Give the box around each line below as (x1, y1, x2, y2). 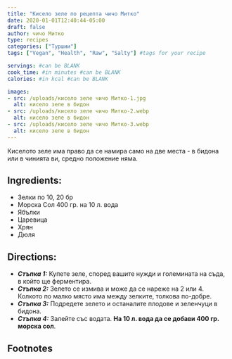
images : (7, 88, 30, 95)
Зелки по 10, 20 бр (17, 193, 74, 201)
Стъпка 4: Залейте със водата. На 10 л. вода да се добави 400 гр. (17, 315, 219, 323)
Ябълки (17, 208, 41, 217)
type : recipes (7, 37, 49, 44)
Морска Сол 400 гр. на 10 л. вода (17, 201, 119, 209)
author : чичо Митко (7, 30, 65, 37)
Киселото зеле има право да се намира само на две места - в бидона (7, 146, 219, 155)
